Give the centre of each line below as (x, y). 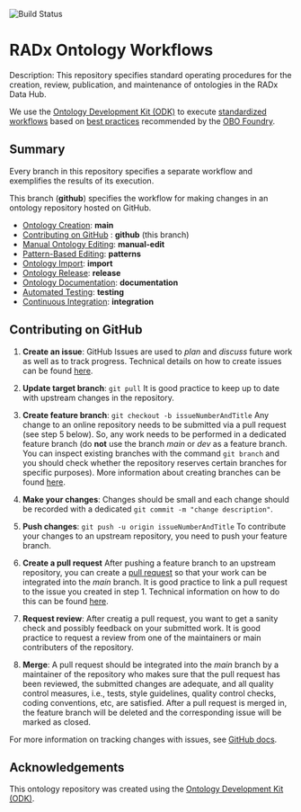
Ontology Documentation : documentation (100, 282)
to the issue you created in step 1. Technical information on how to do (151, 591)
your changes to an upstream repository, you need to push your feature (155, 536)
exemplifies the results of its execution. (82, 181)
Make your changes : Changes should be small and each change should (155, 499)
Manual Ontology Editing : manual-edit (93, 244)
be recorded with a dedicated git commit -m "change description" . (148, 509)
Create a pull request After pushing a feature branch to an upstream (149, 563)
